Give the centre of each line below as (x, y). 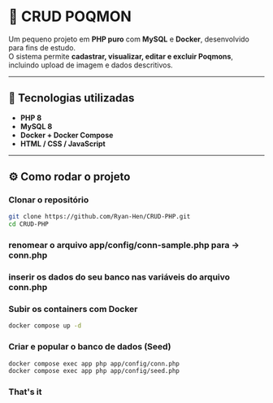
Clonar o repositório (49, 200)
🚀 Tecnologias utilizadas (71, 98)
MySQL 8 (36, 126)
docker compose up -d (45, 326)
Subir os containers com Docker (73, 309)
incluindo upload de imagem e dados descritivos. (91, 65)
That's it (25, 392)
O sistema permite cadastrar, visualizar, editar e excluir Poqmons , (121, 56)
